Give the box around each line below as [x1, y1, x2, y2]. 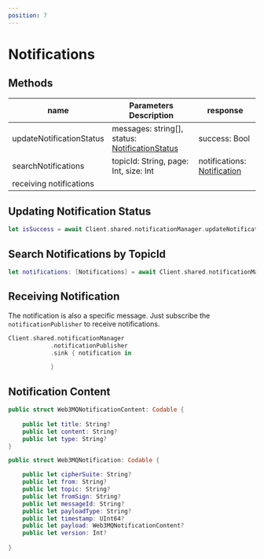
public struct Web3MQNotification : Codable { [8, 457, 159, 465]
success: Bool [198, 133, 250, 144]
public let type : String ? [22, 435, 108, 443]
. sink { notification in [49, 349, 132, 357]
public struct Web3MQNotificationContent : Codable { [8, 406, 185, 414]
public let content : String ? [22, 428, 118, 436]
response [207, 105, 244, 116]
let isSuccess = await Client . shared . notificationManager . [8, 226, 206, 234]
